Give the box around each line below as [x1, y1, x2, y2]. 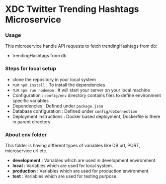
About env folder [5, 131, 47, 138]
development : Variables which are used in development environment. [12, 158, 157, 164]
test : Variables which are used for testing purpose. [12, 173, 118, 180]
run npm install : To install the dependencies [12, 82, 105, 88]
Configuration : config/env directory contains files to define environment [12, 92, 162, 98]
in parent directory [12, 118, 51, 125]
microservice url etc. [5, 148, 48, 154]
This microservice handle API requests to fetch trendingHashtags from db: [5, 43, 158, 49]
